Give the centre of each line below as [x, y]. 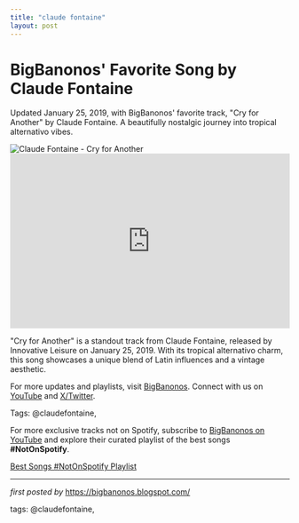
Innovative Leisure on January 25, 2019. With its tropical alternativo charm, [146, 351]
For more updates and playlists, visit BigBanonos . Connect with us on [137, 386]
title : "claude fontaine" [58, 17]
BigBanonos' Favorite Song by [124, 70]
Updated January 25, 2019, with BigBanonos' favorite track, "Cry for [135, 113]
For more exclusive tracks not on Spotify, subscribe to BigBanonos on [138, 431]
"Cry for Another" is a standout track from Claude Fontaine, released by [142, 341]
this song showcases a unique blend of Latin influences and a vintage [138, 360]
